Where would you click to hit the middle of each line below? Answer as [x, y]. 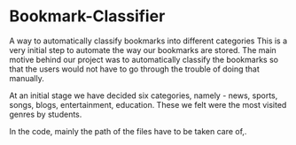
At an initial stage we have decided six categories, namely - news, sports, [144, 95]
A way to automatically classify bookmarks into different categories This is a [148, 41]
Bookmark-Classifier [87, 16]
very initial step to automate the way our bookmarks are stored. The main [143, 50]
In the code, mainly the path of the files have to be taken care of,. [128, 131]
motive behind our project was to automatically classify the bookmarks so [144, 59]
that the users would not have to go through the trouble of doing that [134, 69]
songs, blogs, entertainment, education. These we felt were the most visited [148, 104]
